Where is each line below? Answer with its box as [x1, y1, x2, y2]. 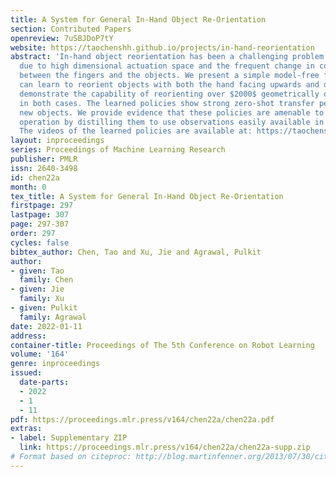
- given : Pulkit [10, 303, 78, 313]
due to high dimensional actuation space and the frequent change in [19, 61, 315, 71]
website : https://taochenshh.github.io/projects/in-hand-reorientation [10, 42, 315, 53]
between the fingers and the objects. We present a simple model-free [19, 71, 320, 81]
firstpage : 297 [10, 201, 74, 211]
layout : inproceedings [10, 136, 105, 146]
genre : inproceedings [10, 359, 101, 369]
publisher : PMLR [10, 154, 78, 164]
